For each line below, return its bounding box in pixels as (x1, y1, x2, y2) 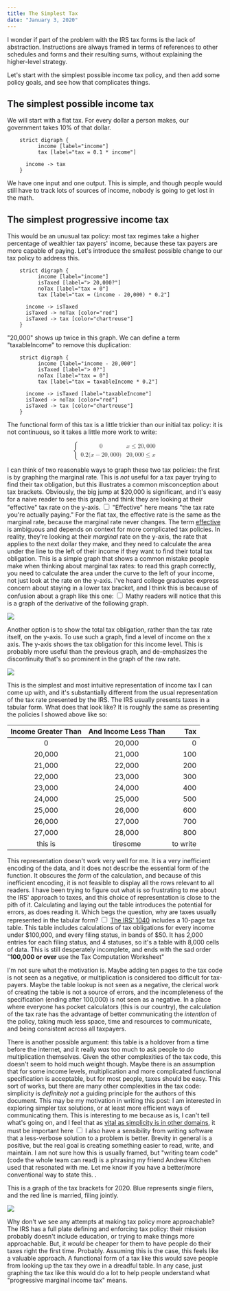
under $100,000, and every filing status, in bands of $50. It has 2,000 (7, 931, 204, 939)
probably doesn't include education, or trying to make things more (7, 1232, 194, 1241)
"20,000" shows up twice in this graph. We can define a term (7, 333, 181, 342)
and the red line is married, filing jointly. (7, 1191, 119, 1199)
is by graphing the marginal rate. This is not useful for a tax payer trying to (7, 473, 217, 482)
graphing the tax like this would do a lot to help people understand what (7, 1269, 211, 1277)
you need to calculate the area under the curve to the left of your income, (7, 569, 215, 577)
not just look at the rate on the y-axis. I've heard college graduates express (7, 577, 220, 585)
